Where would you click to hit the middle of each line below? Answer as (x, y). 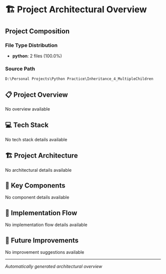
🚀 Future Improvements (42, 240)
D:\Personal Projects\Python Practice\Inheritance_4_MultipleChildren (79, 79)
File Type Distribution (31, 45)
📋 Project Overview (37, 95)
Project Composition (38, 31)
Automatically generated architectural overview (54, 267)
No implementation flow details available (46, 225)
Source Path (20, 69)
